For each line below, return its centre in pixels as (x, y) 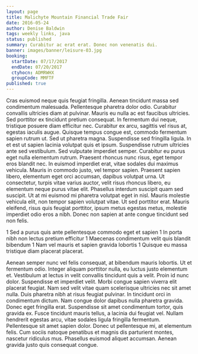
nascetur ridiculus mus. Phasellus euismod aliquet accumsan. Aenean (91, 339)
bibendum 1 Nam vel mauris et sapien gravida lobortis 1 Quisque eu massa (97, 245)
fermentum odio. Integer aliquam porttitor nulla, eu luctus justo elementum (97, 269)
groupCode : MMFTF (33, 78)
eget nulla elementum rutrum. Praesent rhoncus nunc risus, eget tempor (94, 157)
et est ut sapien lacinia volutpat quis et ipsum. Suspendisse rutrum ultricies (98, 145)
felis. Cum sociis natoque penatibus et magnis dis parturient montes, (90, 332)
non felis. (17, 220)
